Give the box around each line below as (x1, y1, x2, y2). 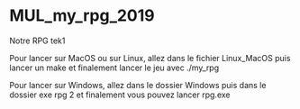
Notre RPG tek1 (9, 35, 66, 46)
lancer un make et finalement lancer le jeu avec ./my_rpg (9, 62, 220, 73)
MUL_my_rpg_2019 (9, 5, 155, 26)
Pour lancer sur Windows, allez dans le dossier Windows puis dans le (9, 79, 267, 90)
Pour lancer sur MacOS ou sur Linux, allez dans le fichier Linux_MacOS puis (9, 52, 291, 63)
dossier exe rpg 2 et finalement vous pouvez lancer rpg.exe (9, 89, 231, 100)
